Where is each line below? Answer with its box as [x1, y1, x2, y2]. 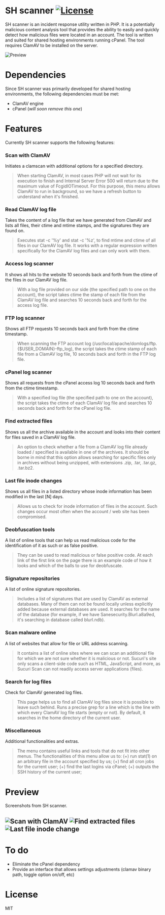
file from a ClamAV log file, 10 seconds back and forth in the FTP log [17, 351, 156, 357]
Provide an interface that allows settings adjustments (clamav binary [12, 866, 151, 872]
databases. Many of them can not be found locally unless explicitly [17, 601, 153, 607]
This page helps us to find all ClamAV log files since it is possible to [17, 699, 154, 705]
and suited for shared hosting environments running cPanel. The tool [5, 37, 144, 43]
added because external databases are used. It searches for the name [17, 606, 160, 612]
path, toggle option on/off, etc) [12, 871, 75, 877]
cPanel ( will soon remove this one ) [12, 105, 82, 111]
